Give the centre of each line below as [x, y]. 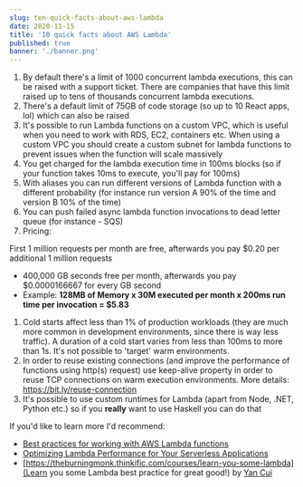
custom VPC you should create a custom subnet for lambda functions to [157, 145]
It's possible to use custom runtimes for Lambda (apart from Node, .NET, [158, 399]
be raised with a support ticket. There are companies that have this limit [156, 87]
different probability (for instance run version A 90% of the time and [149, 193]
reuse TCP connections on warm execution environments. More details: [156, 380]
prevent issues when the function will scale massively [123, 154]
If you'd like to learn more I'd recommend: [87, 426]
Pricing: [37, 231]
